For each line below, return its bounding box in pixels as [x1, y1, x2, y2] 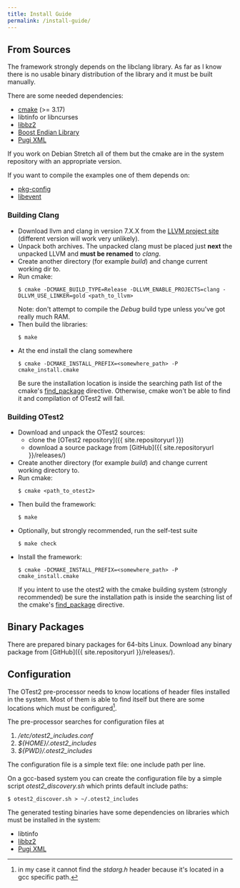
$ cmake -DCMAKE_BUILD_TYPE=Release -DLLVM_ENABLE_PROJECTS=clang [17, 286, 220, 293]
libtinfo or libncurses [17, 113, 79, 121]
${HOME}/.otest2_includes [17, 739, 97, 747]
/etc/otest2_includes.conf [17, 732, 94, 740]
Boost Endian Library [17, 128, 80, 136]
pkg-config [17, 185, 51, 194]
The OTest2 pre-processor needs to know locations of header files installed [7, 687, 230, 696]
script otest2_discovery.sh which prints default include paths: [7, 782, 189, 790]
